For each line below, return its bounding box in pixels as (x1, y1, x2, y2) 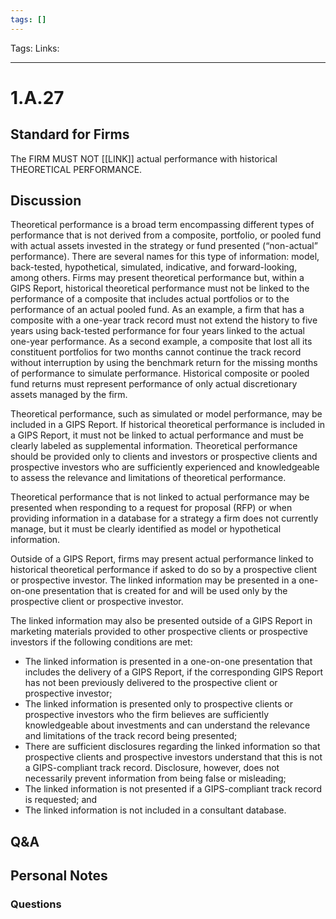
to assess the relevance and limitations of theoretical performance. (10, 472, 287, 484)
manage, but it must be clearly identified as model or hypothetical (10, 523, 282, 535)
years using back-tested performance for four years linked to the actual (10, 325, 305, 337)
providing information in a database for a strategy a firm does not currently (10, 512, 319, 525)
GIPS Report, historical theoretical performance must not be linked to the (10, 282, 310, 295)
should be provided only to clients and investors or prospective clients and (10, 451, 318, 463)
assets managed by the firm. (10, 389, 128, 401)
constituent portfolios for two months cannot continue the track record (10, 346, 302, 358)
